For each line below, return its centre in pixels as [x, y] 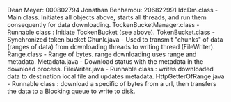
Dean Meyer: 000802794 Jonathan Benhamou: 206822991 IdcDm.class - [112, 10]
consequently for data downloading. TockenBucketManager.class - [103, 25]
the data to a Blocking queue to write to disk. [71, 91]
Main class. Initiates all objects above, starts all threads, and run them [107, 17]
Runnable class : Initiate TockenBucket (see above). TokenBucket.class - [111, 32]
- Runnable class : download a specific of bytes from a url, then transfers [112, 84]
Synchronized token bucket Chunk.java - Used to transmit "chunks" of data [115, 40]
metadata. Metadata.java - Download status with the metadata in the [105, 61]
